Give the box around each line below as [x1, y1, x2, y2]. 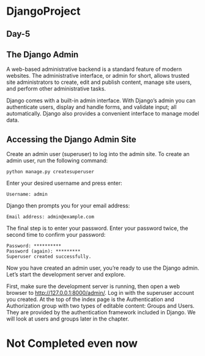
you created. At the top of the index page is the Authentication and [6, 295, 174, 303]
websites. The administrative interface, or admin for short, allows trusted [6, 72, 190, 80]
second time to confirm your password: [6, 231, 106, 239]
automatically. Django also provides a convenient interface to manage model [6, 110, 199, 117]
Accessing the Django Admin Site [6, 134, 136, 144]
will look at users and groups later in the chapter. [6, 315, 130, 322]
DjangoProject [6, 4, 81, 18]
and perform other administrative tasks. [6, 85, 106, 92]
